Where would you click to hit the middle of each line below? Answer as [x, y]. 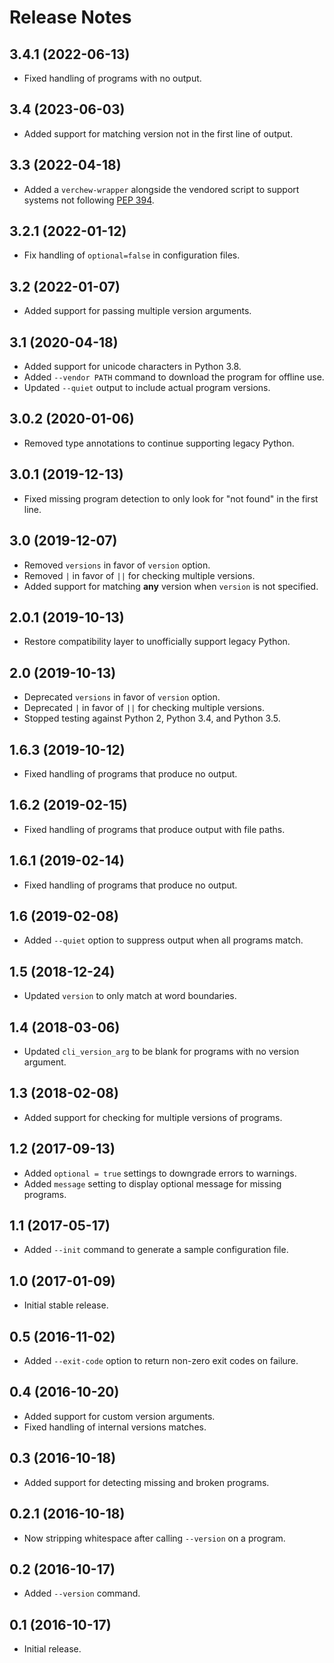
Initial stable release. [66, 1305]
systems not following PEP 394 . [89, 200]
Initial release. [52, 1649]
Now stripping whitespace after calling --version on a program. [154, 1538]
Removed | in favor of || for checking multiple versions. [139, 575]
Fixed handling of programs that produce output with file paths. [154, 829]
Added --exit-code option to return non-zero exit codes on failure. [161, 1361]
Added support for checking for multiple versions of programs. [153, 1117]
